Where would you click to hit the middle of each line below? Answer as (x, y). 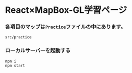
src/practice (18, 37)
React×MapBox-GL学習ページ (66, 10)
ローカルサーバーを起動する (38, 51)
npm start (15, 65)
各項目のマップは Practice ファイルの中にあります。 (66, 27)
